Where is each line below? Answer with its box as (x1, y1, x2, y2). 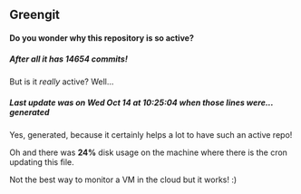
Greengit (9, 7, 61, 23)
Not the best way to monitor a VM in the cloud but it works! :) (9, 174, 238, 185)
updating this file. (9, 156, 74, 167)
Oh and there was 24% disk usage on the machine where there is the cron (9, 147, 288, 158)
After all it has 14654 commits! (9, 53, 129, 64)
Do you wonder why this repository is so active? (9, 32, 195, 44)
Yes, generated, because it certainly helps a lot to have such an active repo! (9, 129, 293, 140)
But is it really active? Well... (9, 76, 114, 87)
